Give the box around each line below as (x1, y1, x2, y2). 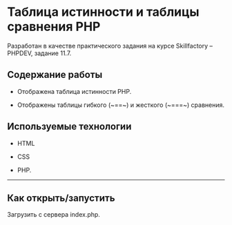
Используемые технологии (7, 121, 132, 133)
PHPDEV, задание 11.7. (7, 49, 72, 57)
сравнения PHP (7, 19, 101, 35)
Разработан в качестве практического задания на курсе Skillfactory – (7, 41, 213, 50)
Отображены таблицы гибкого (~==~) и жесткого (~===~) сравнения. (17, 101, 225, 109)
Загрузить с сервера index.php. (7, 211, 100, 219)
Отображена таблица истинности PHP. (17, 87, 132, 95)
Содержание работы (7, 69, 103, 81)
